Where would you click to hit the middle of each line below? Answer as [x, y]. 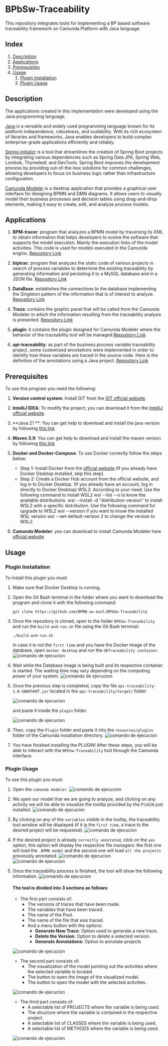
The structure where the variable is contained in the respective [92, 1012]
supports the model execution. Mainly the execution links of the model [85, 243]
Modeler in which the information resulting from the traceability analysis [87, 314]
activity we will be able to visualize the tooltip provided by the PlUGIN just [88, 804]
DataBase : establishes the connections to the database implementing [84, 289]
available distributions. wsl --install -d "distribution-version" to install [91, 500]
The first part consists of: [46, 899]
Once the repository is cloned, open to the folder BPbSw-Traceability [83, 621]
